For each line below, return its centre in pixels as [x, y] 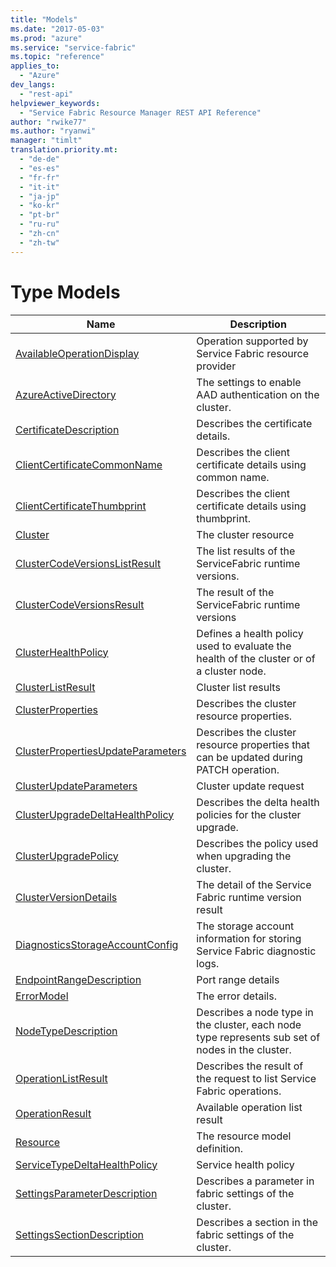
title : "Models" [44, 19]
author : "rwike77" [48, 122]
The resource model [244, 1136]
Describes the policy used [257, 843]
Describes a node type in [255, 1012]
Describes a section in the [257, 1222]
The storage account [245, 926]
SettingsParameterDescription [86, 1193]
